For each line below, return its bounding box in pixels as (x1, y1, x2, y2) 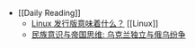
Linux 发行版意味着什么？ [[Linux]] (31, 18, 159, 28)
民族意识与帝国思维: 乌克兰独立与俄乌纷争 (31, 29, 186, 39)
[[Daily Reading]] (17, 8, 81, 18)
